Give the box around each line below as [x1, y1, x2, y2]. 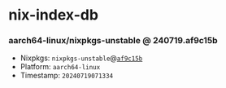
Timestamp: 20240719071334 [20, 71, 114, 81]
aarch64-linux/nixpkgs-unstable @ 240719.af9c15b [8, 35, 218, 46]
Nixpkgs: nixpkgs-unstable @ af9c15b [20, 53, 143, 63]
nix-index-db [8, 6, 99, 24]
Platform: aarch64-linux [20, 62, 101, 72]
